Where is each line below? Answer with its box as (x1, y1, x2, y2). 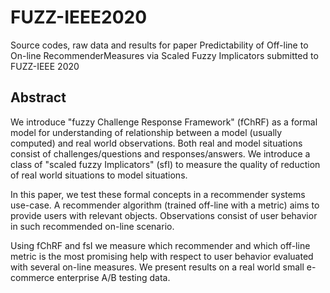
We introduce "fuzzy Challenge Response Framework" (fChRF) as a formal (10, 116, 318, 128)
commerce (10, 271, 55, 283)
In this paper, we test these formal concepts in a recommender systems (10, 188, 306, 200)
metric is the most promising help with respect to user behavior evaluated (10, 250, 314, 262)
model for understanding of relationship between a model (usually (10, 126, 283, 138)
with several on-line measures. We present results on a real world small (10, 261, 305, 273)
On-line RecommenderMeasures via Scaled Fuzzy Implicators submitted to (10, 49, 319, 61)
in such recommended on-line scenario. (10, 220, 175, 232)
